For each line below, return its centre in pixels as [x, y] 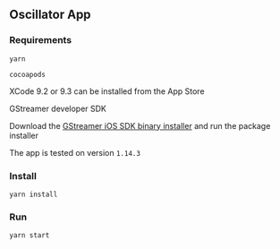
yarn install [34, 194]
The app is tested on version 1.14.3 [75, 152]
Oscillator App [50, 15]
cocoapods [28, 74]
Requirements [41, 40]
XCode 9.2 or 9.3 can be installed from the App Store [107, 91]
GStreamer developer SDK [58, 108]
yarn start [30, 236]
